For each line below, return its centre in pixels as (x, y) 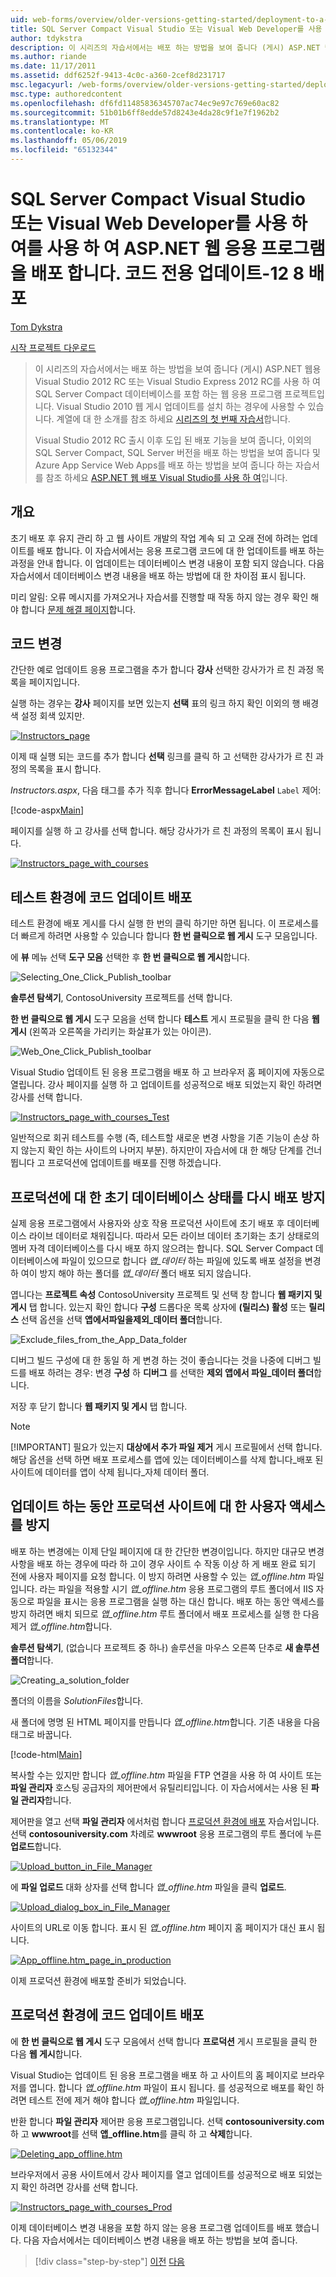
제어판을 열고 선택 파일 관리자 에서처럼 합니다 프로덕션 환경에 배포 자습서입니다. (165, 1821)
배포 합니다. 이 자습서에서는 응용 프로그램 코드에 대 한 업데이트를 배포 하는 (180, 550)
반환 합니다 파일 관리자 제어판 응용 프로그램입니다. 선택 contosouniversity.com (167, 2121)
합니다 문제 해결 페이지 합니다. (78, 609)
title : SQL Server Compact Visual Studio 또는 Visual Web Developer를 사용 (166, 29)
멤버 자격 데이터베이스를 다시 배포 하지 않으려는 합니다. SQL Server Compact (161, 1248)
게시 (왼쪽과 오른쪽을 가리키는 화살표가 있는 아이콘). (111, 1032)
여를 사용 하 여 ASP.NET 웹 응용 (134, 248)
